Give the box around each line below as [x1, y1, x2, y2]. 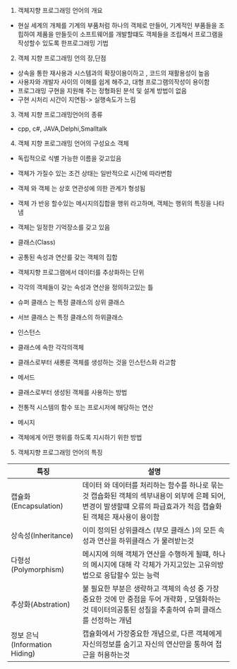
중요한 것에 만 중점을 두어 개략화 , [82, 594, 187, 604]
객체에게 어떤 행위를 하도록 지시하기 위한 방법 [17, 433, 142, 442]
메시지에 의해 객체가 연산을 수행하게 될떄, [82, 550, 211, 559]
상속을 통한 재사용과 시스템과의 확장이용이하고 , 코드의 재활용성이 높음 [17, 69, 210, 77]
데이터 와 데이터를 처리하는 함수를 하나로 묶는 [82, 480, 224, 490]
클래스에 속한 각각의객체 [17, 343, 85, 351]
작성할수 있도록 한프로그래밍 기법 [17, 39, 109, 47]
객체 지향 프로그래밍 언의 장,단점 [17, 54, 107, 62]
